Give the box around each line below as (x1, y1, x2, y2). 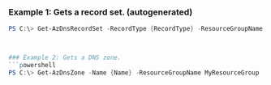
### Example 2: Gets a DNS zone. (8, 53, 122, 62)
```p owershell (8, 62, 57, 70)
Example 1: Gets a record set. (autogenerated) (8, 6, 193, 18)
